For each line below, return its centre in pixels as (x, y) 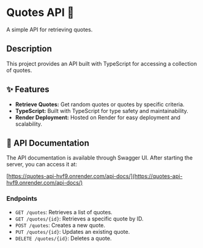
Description (29, 49)
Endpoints (22, 199)
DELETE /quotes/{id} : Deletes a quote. (63, 238)
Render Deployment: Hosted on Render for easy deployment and (98, 117)
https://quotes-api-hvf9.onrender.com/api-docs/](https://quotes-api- (95, 176)
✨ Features (28, 89)
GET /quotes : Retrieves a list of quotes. (64, 212)
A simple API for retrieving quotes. (50, 29)
